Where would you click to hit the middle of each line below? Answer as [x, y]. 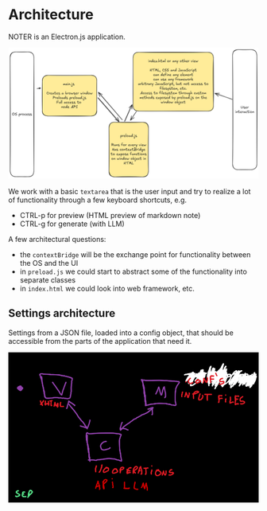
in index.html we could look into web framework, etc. [107, 288]
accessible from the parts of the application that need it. [100, 341]
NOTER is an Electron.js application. [67, 37]
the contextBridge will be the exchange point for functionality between [135, 254]
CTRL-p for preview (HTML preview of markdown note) [110, 215]
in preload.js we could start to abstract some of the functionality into [133, 271]
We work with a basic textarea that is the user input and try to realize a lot [130, 191]
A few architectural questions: [57, 239]
